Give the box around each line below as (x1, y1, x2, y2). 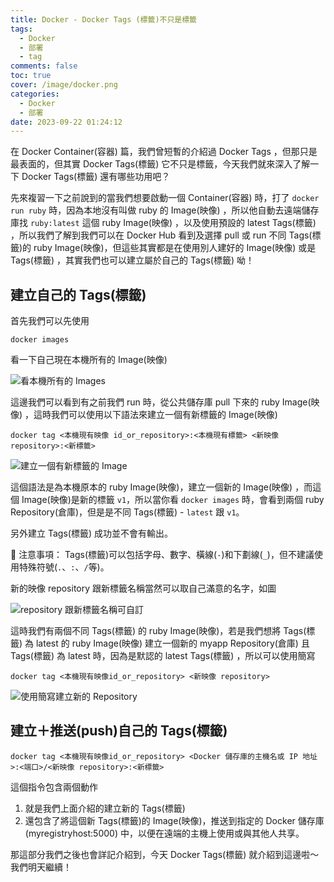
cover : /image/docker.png (10, 80, 118, 90)
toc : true (10, 71, 52, 81)
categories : (10, 89, 60, 99)
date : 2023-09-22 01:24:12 (10, 117, 123, 127)
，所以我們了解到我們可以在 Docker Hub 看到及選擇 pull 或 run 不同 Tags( (10, 229, 313, 241)
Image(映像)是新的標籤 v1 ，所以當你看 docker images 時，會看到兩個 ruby (21, 494, 325, 506)
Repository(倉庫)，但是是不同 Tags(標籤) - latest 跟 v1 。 (10, 506, 245, 518)
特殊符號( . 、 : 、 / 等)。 (18, 561, 110, 573)
